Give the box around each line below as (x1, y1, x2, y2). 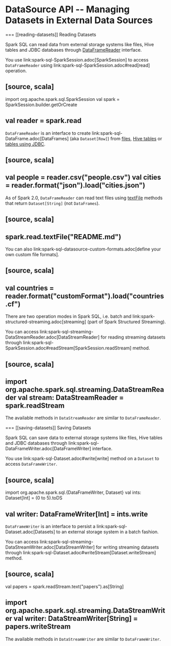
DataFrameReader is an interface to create (5, 130, 91, 136)
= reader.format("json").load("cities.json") (5, 181, 145, 190)
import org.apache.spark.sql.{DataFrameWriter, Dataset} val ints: (5, 489, 141, 495)
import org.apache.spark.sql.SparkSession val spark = (5, 96, 120, 102)
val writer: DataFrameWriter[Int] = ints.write (5, 510, 148, 518)
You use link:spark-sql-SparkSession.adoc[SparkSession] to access (5, 56, 149, 62)
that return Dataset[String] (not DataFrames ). (5, 200, 100, 206)
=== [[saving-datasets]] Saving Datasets (5, 425, 91, 431)
